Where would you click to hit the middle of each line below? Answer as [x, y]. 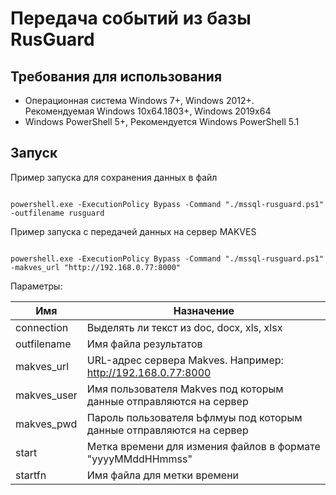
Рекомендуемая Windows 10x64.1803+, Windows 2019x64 [148, 111]
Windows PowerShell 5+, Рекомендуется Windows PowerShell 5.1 [162, 121]
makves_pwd [46, 424]
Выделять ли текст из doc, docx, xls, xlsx [184, 327]
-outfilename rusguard [57, 213]
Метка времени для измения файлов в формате [203, 446]
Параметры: [36, 286]
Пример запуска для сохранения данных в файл [114, 177]
